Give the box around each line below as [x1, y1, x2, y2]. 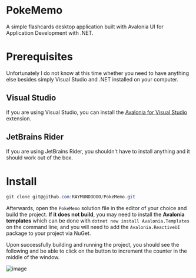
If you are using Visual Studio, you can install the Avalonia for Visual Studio [6, 109, 187, 116]
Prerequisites [6, 50, 74, 64]
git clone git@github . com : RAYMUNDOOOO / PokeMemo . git [6, 194, 135, 200]
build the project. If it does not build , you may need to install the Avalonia [6, 211, 185, 218]
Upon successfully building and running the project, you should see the [6, 241, 180, 248]
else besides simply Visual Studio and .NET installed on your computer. [6, 76, 178, 83]
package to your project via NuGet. [6, 230, 91, 237]
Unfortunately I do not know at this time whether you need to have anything [6, 69, 190, 77]
